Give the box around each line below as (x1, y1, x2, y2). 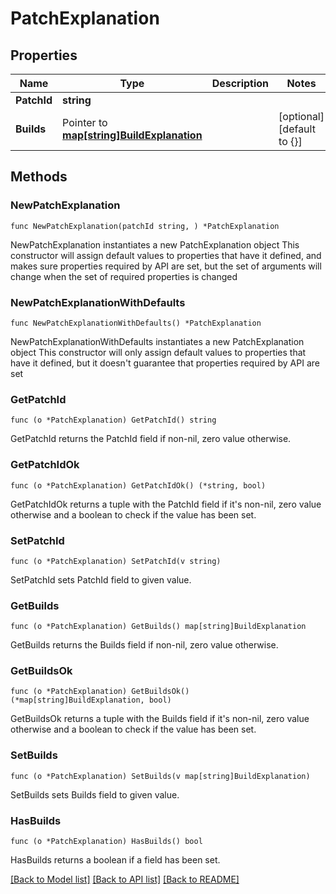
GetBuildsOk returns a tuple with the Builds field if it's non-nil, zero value (10, 713, 310, 725)
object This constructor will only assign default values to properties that (10, 346, 307, 358)
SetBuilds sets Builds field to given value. (10, 788, 180, 801)
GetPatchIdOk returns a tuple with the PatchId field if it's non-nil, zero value (10, 498, 322, 510)
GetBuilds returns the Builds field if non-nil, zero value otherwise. (10, 639, 279, 651)
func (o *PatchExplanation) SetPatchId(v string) (10, 556, 222, 566)
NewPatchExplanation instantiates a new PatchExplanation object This (10, 238, 300, 251)
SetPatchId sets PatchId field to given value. (10, 573, 192, 586)
